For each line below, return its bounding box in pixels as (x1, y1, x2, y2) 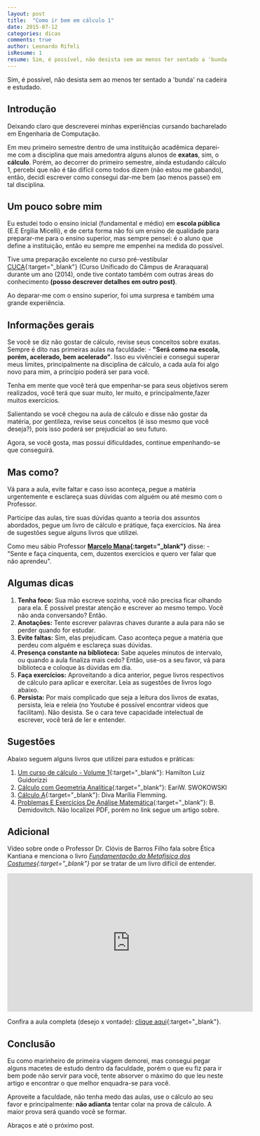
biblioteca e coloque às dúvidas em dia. (17, 663, 132, 671)
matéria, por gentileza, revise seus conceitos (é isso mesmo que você (7, 418, 209, 426)
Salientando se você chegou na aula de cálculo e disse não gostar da (7, 410, 208, 418)
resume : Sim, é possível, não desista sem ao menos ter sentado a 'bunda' (7, 56, 231, 63)
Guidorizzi (17, 775, 48, 784)
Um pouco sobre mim (7, 200, 103, 212)
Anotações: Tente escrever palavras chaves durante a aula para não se (17, 618, 225, 626)
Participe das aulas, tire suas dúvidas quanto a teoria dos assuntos (7, 514, 200, 522)
